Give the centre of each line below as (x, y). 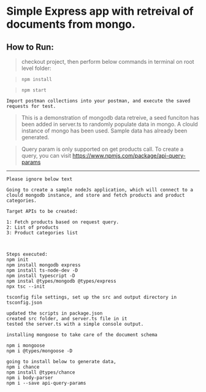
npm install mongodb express (44, 265)
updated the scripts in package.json (55, 313)
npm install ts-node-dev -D (42, 271)
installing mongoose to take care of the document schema (82, 335)
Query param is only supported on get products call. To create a (102, 149)
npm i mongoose (26, 345)
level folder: (36, 68)
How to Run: (30, 47)
